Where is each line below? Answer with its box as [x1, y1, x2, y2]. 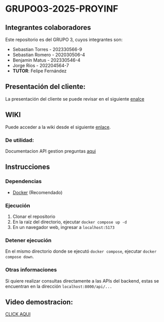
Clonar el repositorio [12, 213, 56, 219]
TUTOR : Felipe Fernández [12, 68, 67, 74]
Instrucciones [5, 163, 50, 171]
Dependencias [5, 178, 42, 185]
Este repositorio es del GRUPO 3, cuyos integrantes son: [5, 36, 123, 42]
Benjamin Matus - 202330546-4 [12, 57, 81, 63]
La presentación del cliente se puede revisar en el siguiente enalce [5, 96, 145, 102]
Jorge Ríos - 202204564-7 [12, 63, 69, 68]
